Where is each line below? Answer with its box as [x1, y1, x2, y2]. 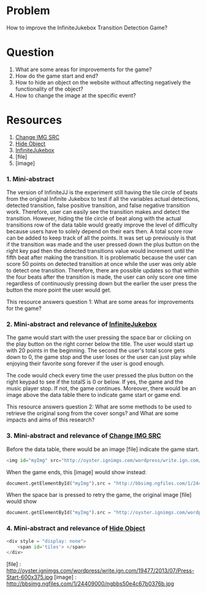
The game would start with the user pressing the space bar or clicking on [6, 334, 191, 341]
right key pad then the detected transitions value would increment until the [6, 247, 194, 255]
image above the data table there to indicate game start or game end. [6, 391, 182, 399]
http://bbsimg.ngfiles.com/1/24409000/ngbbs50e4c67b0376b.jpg [6, 580, 175, 587]
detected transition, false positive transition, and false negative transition [6, 202, 190, 209]
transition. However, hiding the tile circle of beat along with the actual [6, 215, 181, 222]
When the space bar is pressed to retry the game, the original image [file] [6, 491, 192, 499]
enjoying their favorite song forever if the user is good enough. [6, 360, 165, 368]
